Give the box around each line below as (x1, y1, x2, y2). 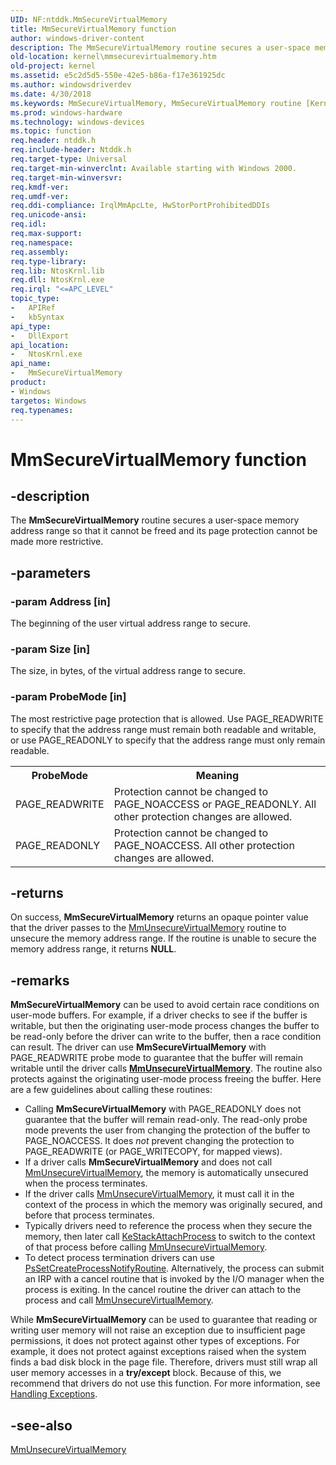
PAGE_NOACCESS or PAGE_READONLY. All (113, 797, 317, 811)
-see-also (10, 1417, 73, 1434)
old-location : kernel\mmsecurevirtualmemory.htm (10, 52, 217, 62)
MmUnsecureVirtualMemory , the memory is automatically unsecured (24, 1167, 309, 1179)
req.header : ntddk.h (10, 136, 97, 146)
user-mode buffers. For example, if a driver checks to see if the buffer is (10, 1009, 308, 1021)
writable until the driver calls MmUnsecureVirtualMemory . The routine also (10, 1062, 323, 1075)
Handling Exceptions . (10, 1388, 98, 1400)
